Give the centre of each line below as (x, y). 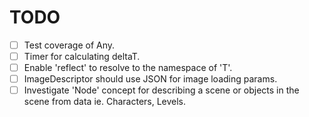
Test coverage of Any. (69, 45)
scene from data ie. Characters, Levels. (105, 102)
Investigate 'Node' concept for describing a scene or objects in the (161, 90)
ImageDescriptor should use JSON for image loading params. (150, 79)
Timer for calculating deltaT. (82, 56)
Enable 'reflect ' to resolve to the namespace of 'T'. (128, 68)
